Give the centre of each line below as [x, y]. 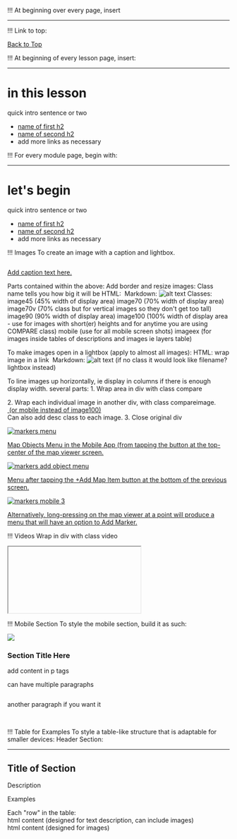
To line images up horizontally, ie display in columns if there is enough [109, 381]
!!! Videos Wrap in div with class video [62, 536]
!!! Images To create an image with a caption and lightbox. [91, 252]
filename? [213, 359]
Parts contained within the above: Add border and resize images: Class [110, 286]
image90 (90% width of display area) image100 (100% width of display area [117, 316]
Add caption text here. [40, 272]
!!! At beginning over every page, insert [64, 10]
